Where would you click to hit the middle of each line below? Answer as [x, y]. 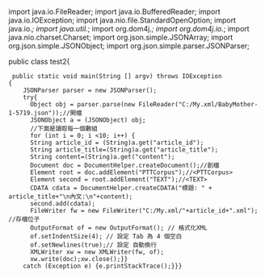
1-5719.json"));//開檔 [45, 113]
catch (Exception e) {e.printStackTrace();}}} [103, 266]
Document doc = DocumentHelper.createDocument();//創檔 [124, 165]
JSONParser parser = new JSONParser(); [90, 90]
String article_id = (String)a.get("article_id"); [117, 143]
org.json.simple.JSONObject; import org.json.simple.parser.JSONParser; [129, 46]
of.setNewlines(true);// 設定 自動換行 [93, 245]
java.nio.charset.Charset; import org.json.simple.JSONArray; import [121, 37]
